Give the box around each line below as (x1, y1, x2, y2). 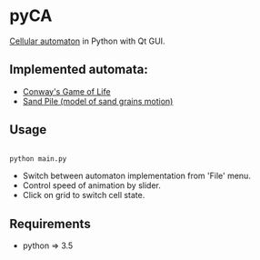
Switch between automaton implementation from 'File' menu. (22, 170, 252, 182)
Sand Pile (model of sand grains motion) (22, 95, 174, 106)
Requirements (9, 215, 91, 232)
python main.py (9, 154, 67, 164)
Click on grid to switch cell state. (22, 190, 145, 201)
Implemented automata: (9, 62, 148, 77)
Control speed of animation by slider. (22, 180, 162, 191)
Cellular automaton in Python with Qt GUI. (9, 35, 165, 46)
